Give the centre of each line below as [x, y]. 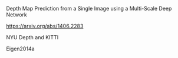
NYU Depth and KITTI [32, 37]
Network [17, 15]
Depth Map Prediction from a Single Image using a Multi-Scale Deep [89, 8]
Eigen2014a [20, 49]
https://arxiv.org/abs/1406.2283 [45, 26]
